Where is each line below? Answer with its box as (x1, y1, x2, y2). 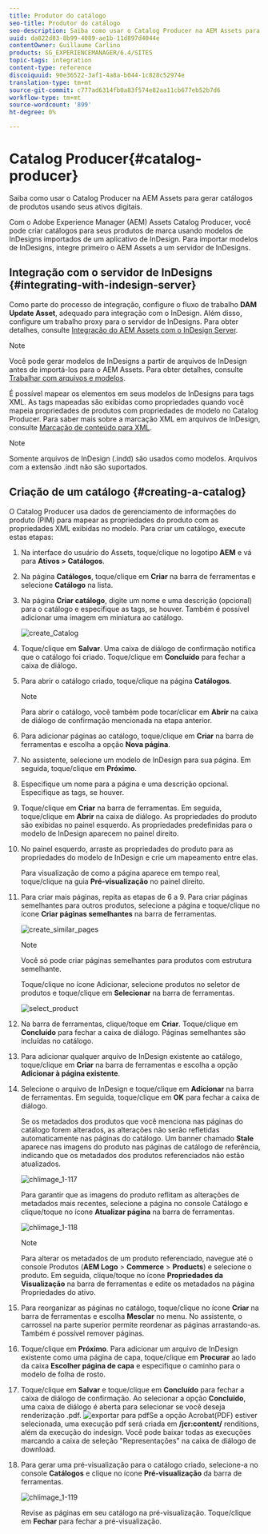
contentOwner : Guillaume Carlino (9, 42, 121, 50)
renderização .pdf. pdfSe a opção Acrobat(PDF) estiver (20, 1410, 258, 1420)
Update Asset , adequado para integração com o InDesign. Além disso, (9, 308, 242, 318)
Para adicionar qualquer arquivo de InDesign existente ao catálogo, (20, 1051, 242, 1061)
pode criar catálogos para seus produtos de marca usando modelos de (9, 226, 243, 235)
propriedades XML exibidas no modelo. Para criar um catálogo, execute (9, 523, 246, 533)
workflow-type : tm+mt (9, 94, 82, 102)
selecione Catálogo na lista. (20, 580, 114, 589)
